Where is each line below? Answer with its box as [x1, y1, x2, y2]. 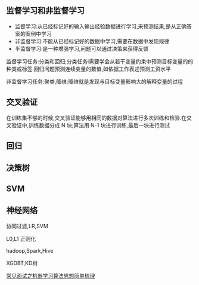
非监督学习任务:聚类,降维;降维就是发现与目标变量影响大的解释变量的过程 [6, 78, 184, 85]
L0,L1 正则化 [6, 235, 36, 242]
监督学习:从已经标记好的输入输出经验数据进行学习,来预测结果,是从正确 [14, 23, 186, 30]
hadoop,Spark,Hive [6, 247, 54, 254]
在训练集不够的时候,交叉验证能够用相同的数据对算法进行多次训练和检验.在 [6, 114, 187, 121]
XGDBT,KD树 [6, 259, 38, 266]
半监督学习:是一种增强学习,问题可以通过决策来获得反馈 [14, 45, 149, 52]
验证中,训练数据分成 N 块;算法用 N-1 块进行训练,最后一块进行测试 [11, 121, 170, 128]
